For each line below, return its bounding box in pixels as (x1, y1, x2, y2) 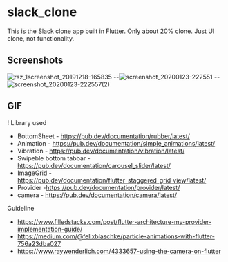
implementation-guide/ (17, 225, 83, 233)
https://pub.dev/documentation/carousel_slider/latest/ (17, 161, 171, 169)
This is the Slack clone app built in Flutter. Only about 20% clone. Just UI (7, 27, 215, 35)
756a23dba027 (17, 239, 61, 247)
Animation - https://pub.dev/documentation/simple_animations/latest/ (17, 139, 216, 147)
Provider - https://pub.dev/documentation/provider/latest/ (17, 183, 180, 191)
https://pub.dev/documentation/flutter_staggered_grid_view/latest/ (17, 176, 207, 184)
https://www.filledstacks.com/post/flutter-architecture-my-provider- (17, 217, 212, 225)
